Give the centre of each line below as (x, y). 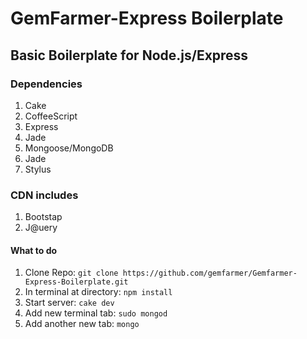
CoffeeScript (51, 116)
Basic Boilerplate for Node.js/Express (129, 55)
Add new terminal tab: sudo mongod (96, 313)
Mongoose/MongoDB (69, 148)
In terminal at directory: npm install (98, 292)
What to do (34, 250)
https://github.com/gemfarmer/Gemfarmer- (210, 273)
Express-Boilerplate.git (76, 282)
